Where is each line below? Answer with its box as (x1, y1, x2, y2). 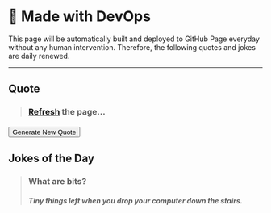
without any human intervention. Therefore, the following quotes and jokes (8, 42, 256, 52)
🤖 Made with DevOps (8, 7, 152, 26)
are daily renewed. (8, 51, 70, 61)
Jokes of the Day (8, 152, 95, 165)
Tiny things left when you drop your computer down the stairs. (27, 195, 244, 205)
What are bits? (27, 176, 87, 187)
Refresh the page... (27, 106, 106, 118)
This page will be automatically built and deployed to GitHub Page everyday (8, 34, 261, 44)
